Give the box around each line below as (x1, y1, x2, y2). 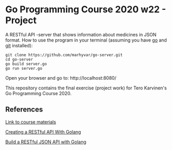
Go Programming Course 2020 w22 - (5, 4, 166, 15)
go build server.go (5, 61, 47, 66)
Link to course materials (5, 119, 56, 125)
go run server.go (5, 66, 43, 71)
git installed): (5, 42, 33, 48)
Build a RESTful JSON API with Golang (5, 139, 86, 145)
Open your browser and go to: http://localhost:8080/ (5, 74, 117, 81)
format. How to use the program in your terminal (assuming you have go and (5, 37, 167, 43)
